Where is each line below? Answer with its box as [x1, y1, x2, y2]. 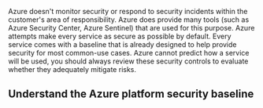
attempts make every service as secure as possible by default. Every [8, 31, 232, 41]
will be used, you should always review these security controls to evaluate [8, 56, 249, 66]
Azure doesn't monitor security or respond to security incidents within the [8, 7, 248, 16]
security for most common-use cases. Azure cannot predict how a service [8, 49, 250, 57]
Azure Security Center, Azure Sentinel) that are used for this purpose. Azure [8, 23, 255, 32]
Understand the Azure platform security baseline [8, 88, 254, 101]
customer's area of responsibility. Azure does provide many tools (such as [8, 15, 250, 24]
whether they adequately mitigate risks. [8, 65, 136, 74]
